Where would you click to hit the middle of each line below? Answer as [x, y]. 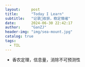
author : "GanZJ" [26, 27]
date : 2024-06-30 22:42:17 [39, 23]
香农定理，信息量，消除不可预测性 [46, 60]
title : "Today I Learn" [34, 14]
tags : [10, 41]
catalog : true [19, 37]
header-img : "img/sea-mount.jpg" [39, 32]
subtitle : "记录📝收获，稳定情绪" [38, 18]
